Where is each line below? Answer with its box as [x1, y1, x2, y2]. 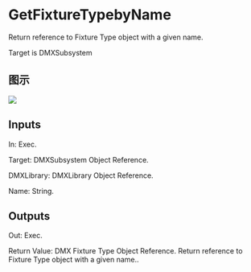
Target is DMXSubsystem [8, 47, 93, 57]
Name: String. [8, 186, 55, 196]
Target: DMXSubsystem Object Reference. [8, 155, 149, 164]
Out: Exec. [8, 231, 43, 241]
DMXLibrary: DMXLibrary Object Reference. [8, 171, 154, 180]
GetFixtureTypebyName [8, 6, 171, 24]
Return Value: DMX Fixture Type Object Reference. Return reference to [8, 246, 243, 256]
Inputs [8, 118, 42, 132]
